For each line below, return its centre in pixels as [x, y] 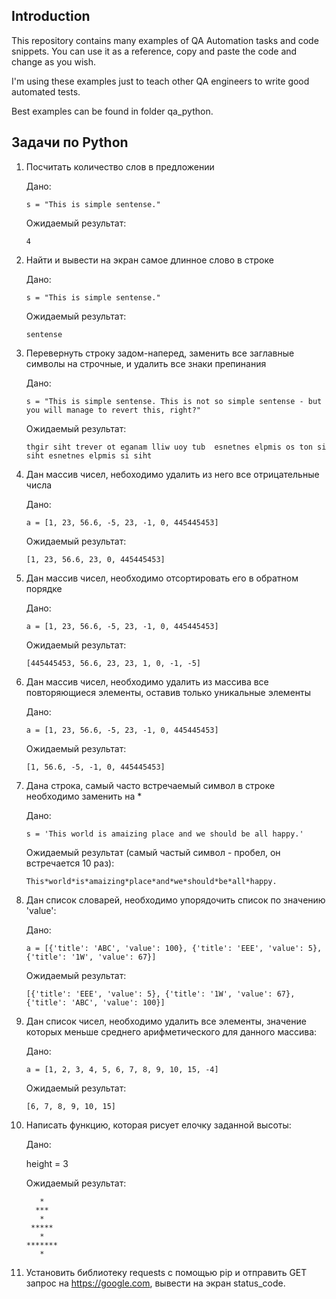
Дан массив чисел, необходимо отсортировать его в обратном [162, 578]
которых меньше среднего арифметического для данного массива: [171, 1031]
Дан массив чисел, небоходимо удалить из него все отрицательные [172, 474]
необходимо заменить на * [84, 796]
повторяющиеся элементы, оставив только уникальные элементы [168, 692]
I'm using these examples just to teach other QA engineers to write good [160, 81]
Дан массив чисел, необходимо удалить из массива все [147, 681]
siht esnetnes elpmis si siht [89, 455]
